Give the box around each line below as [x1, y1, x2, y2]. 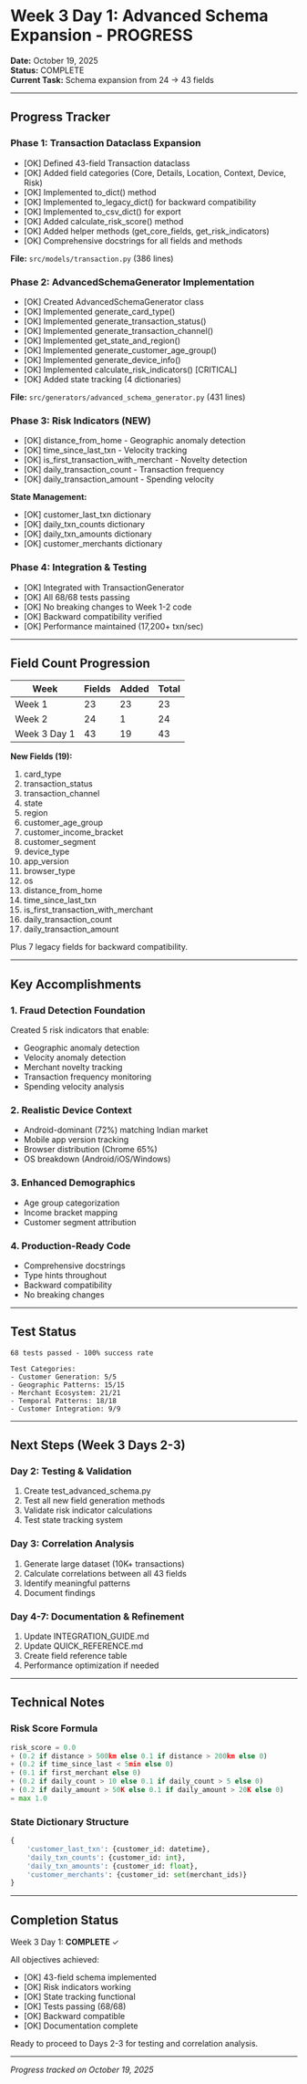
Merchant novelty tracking [23, 1062, 123, 1073]
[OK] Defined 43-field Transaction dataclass [23, 157, 190, 169]
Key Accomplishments [10, 976, 142, 992]
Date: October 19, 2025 [10, 55, 98, 66]
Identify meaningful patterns [23, 1578, 131, 1589]
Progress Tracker [10, 109, 111, 125]
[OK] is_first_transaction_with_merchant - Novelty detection [23, 454, 248, 465]
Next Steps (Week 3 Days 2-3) [10, 1438, 186, 1454]
